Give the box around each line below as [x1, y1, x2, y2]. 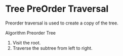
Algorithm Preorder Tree [5, 30, 56, 36]
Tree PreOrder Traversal [5, 3, 109, 15]
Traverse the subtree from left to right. [12, 45, 93, 51]
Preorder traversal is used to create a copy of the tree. [5, 20, 118, 26]
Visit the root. [12, 39, 41, 46]
